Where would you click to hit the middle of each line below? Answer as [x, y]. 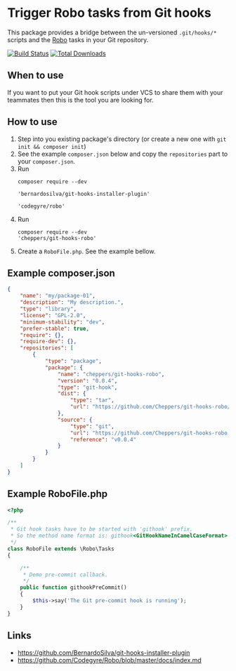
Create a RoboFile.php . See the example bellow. [86, 251]
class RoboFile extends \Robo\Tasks [61, 549]
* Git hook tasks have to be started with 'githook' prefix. [101, 529]
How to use [32, 122]
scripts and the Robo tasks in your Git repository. [78, 39]
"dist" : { [72, 394]
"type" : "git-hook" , [87, 387]
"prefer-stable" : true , [55, 328]
